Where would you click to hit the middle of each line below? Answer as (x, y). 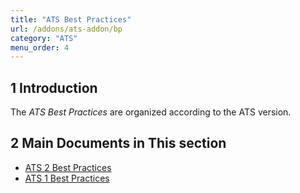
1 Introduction (54, 87)
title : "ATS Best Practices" (71, 19)
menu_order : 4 (40, 47)
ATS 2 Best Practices (68, 167)
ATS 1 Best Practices (67, 178)
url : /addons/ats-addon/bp (66, 29)
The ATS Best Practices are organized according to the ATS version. (151, 112)
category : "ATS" (44, 38)
